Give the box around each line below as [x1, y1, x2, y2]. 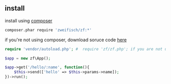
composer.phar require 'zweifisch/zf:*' [5, 27, 92, 33]
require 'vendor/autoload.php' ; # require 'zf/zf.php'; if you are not [5, 46, 163, 51]
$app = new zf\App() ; [5, 55, 51, 61]
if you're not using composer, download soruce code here [5, 37, 127, 43]
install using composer [5, 17, 53, 23]
